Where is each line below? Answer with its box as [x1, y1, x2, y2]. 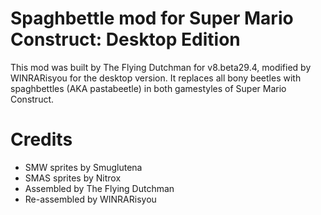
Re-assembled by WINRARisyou [24, 193, 157, 205]
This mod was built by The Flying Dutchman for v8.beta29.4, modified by [10, 61, 312, 73]
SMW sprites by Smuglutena [24, 161, 143, 173]
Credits [10, 128, 73, 151]
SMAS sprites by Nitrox [24, 172, 122, 184]
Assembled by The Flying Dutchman [24, 182, 175, 194]
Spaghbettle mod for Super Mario [10, 7, 294, 30]
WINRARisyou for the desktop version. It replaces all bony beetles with [10, 72, 302, 84]
